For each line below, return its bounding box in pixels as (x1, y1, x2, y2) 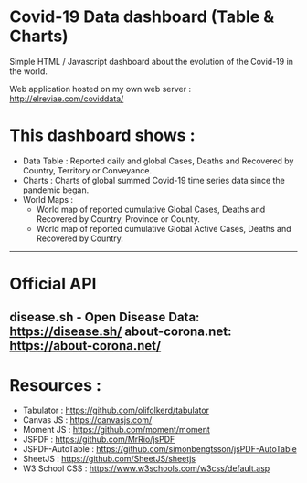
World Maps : (22, 194, 74, 205)
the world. (9, 66, 48, 77)
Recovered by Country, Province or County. (36, 213, 201, 225)
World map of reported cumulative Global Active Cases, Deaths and (36, 223, 291, 234)
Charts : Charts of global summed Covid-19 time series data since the (22, 174, 285, 185)
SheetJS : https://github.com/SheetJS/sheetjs (22, 454, 196, 465)
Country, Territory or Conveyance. (22, 164, 153, 175)
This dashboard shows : (9, 125, 196, 146)
